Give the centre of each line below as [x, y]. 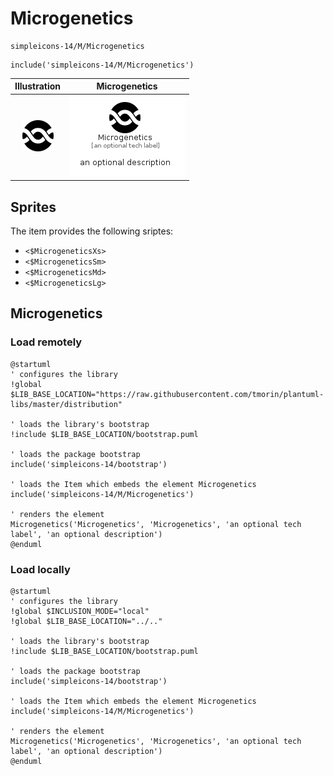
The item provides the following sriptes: [92, 231]
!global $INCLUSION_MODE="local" [80, 611]
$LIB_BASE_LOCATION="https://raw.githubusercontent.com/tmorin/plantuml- [167, 394]
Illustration [38, 86]
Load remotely [46, 342]
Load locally [40, 569]
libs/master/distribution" [66, 404]
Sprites [33, 207]
